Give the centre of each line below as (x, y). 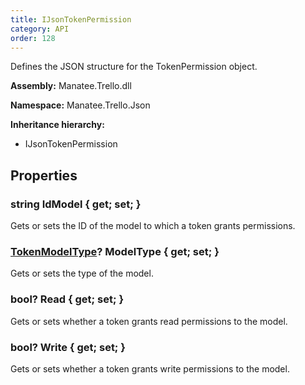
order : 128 (33, 38)
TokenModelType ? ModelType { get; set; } (115, 251)
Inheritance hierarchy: (57, 125)
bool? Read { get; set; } (67, 299)
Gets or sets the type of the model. (82, 273)
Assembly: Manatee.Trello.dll (71, 86)
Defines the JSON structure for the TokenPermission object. (134, 67)
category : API (40, 29)
